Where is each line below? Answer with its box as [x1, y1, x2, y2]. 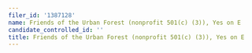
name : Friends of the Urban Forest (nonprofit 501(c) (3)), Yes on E [8, 19, 242, 26]
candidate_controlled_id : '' [8, 26, 104, 34]
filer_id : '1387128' [8, 11, 76, 19]
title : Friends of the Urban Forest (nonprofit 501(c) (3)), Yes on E [8, 33, 245, 41]
